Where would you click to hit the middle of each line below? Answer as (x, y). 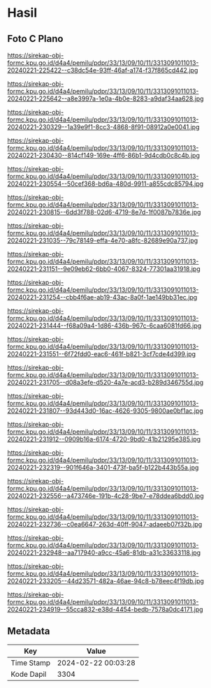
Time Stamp (31, 663)
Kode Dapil (29, 674)
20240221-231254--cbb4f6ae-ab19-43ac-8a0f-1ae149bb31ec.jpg (102, 297)
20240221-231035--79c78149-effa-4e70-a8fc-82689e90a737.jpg (103, 240)
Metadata (29, 631)
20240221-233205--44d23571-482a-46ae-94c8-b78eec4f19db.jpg (106, 581)
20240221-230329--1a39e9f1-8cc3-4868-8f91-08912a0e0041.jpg (103, 127)
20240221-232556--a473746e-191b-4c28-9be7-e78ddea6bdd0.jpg (105, 496)
